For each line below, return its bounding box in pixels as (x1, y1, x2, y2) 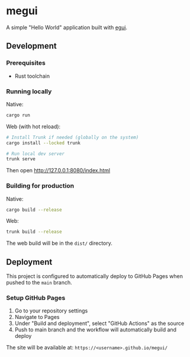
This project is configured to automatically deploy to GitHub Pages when (6, 273, 183, 280)
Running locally (6, 87, 52, 96)
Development (6, 41, 57, 51)
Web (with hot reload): (6, 123, 61, 130)
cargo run (6, 112, 31, 118)
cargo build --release (6, 207, 62, 213)
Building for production (6, 182, 75, 190)
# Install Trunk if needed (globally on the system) (6, 134, 139, 140)
